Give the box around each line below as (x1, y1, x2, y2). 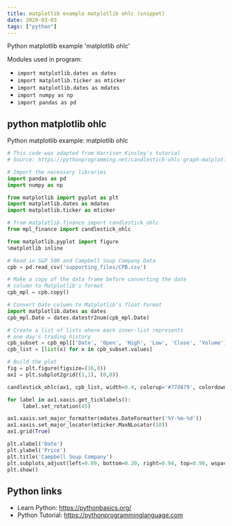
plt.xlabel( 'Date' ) (7, 440, 64, 448)
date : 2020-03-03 (7, 17, 57, 24)
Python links (7, 485, 62, 497)
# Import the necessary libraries (7, 169, 107, 176)
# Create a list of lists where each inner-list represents (7, 326, 184, 334)
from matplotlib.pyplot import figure (7, 238, 119, 245)
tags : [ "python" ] (7, 23, 57, 30)
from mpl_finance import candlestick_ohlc (7, 226, 131, 233)
